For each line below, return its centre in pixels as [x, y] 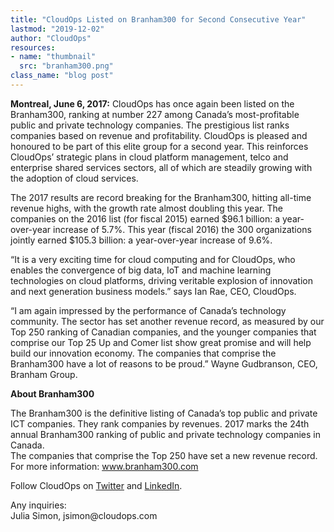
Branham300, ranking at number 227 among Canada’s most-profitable [155, 114]
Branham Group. [44, 374]
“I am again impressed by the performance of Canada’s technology [148, 310]
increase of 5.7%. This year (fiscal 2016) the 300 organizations [182, 229]
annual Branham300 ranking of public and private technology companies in [165, 434]
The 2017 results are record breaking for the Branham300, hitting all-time [161, 197]
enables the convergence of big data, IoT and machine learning [141, 270]
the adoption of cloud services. [74, 178]
